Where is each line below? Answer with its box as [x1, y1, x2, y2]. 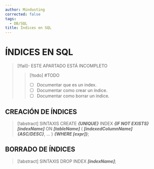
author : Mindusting [5, 7, 45, 12]
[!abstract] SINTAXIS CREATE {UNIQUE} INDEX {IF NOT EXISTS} [17, 121, 149, 127]
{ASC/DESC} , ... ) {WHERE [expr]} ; [17, 131, 90, 137]
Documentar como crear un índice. [36, 87, 108, 93]
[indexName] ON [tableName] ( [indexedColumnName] [17, 126, 133, 132]
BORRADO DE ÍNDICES [5, 145, 75, 154]
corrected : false [5, 12, 41, 17]
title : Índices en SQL [5, 26, 52, 30]
